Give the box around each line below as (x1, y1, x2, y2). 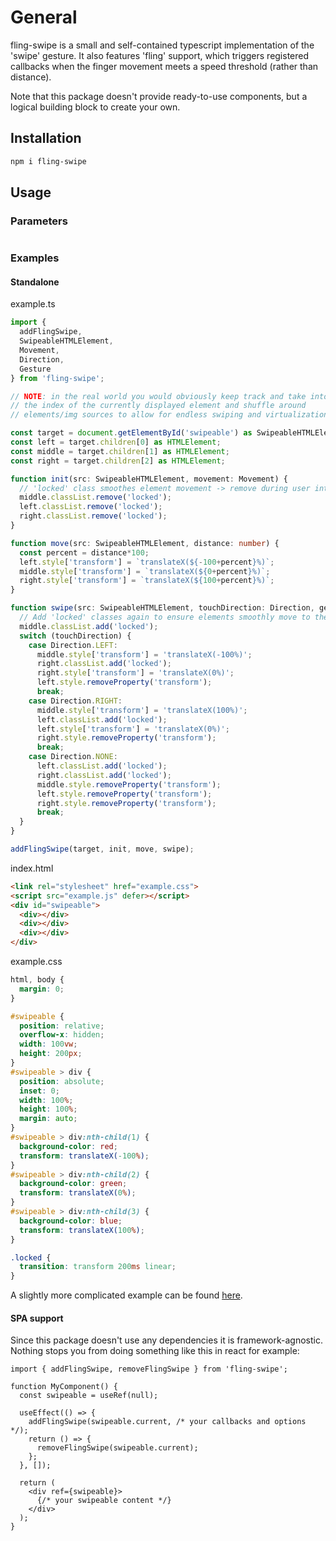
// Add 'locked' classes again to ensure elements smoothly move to (19, 612, 311, 623)
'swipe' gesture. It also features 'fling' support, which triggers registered (10, 49, 310, 61)
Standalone (10, 276, 60, 288)
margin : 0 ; (19, 984, 65, 994)
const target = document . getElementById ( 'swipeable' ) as (10, 428, 253, 438)
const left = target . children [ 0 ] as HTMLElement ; (10, 437, 222, 448)
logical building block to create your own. (10, 101, 181, 113)
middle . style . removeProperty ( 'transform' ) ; (36, 779, 222, 790)
